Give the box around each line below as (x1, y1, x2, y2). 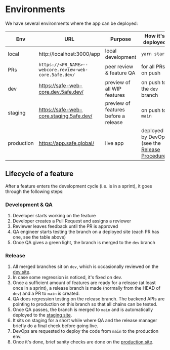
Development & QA (5, 201, 53, 208)
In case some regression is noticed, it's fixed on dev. (12, 275, 122, 281)
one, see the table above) (12, 234, 66, 240)
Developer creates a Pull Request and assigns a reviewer (12, 218, 132, 224)
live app (105, 139, 124, 146)
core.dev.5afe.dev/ (38, 88, 84, 95)
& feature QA (105, 69, 136, 76)
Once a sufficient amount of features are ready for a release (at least (12, 280, 156, 286)
